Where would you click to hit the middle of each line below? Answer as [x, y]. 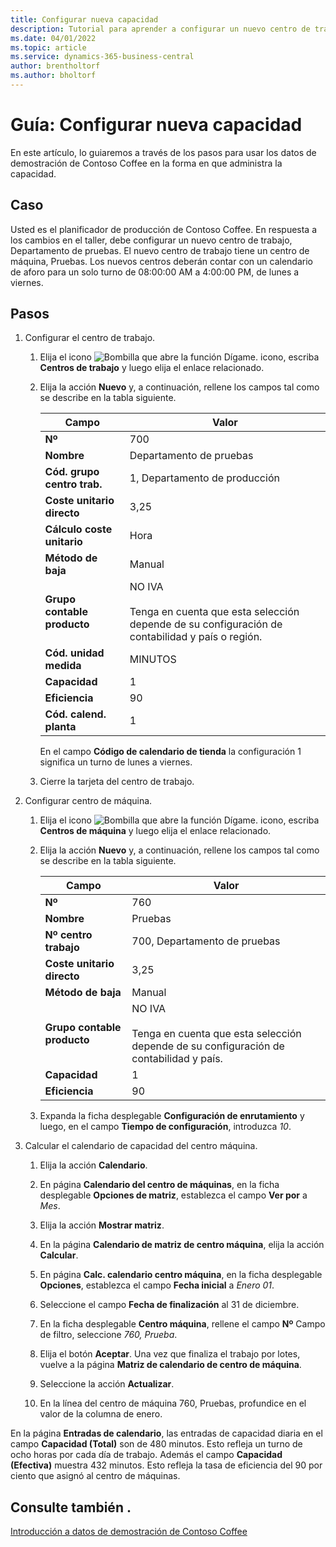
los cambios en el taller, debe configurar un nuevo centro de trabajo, [151, 240]
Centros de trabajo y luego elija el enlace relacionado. [152, 368]
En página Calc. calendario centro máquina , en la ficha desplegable [181, 1275]
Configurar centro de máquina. [88, 801]
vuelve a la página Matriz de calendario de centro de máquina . [170, 1365]
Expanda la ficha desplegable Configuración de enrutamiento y [172, 1116]
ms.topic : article [48, 47]
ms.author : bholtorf [53, 76]
